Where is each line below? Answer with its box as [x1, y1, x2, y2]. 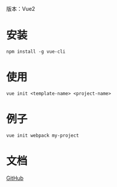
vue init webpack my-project [6, 132, 79, 138]
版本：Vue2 [6, 5, 35, 12]
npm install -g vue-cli [6, 49, 66, 55]
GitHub [6, 174, 24, 182]
